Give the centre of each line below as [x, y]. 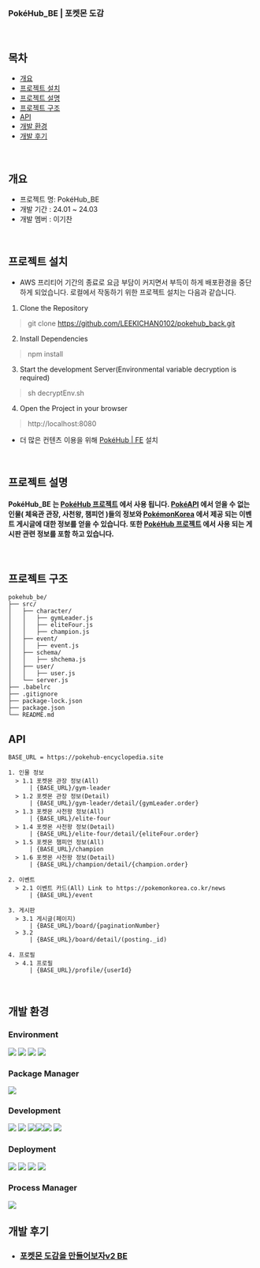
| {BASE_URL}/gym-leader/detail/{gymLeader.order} [114, 803]
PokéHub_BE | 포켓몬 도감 [56, 13]
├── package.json [37, 708]
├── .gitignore [33, 694]
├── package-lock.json [45, 701]
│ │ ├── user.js [42, 674]
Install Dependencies [54, 338]
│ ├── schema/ [35, 653]
